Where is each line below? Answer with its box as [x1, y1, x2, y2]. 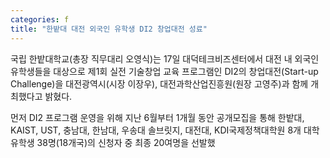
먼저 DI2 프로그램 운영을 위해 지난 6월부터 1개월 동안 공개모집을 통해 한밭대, [10, 111, 305, 123]
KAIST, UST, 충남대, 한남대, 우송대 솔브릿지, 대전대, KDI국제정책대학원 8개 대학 [10, 124, 320, 136]
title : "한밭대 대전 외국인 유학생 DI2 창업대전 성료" [10, 24, 208, 34]
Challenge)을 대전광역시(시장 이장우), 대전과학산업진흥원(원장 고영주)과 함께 [10, 77, 309, 90]
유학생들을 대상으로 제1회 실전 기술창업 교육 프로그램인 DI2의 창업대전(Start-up [10, 65, 319, 77]
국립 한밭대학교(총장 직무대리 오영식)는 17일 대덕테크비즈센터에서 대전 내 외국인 [10, 52, 320, 65]
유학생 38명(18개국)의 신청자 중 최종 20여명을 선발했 [10, 136, 216, 148]
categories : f [10, 14, 70, 25]
